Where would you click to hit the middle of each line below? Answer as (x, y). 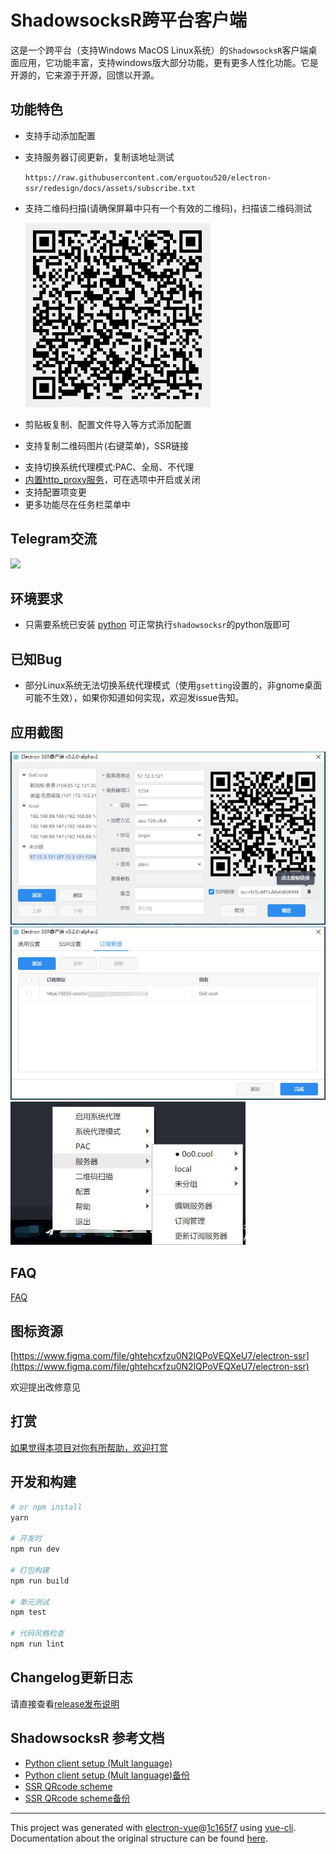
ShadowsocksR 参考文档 (87, 1738)
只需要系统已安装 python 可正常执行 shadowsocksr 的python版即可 (157, 625)
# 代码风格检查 (37, 1634)
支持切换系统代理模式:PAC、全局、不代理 (109, 467)
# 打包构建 (30, 1570)
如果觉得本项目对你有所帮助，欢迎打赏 (89, 1447)
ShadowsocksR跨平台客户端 (128, 20)
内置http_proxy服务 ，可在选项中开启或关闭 (112, 479)
